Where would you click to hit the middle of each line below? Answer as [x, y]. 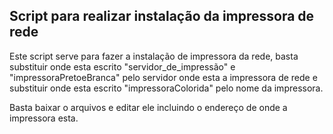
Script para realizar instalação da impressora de [162, 16]
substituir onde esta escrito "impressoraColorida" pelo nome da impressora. [166, 88]
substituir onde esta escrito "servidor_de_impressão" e [122, 66]
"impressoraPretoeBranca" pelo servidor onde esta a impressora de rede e [163, 77]
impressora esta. [44, 118]
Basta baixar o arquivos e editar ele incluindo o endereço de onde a [148, 107]
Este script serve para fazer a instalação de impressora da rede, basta [154, 56]
